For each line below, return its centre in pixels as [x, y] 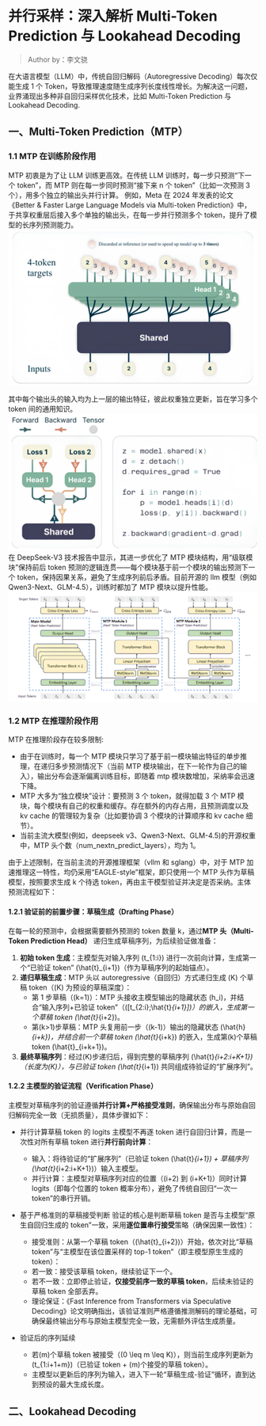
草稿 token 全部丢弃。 [67, 1291]
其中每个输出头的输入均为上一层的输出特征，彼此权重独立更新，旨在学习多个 [133, 399]
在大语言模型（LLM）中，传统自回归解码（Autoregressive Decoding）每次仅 [133, 76]
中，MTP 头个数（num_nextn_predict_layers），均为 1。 [110, 846]
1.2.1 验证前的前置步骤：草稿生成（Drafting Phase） [93, 912]
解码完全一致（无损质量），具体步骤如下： [82, 1115]
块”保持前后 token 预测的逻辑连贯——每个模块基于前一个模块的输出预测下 [128, 568]
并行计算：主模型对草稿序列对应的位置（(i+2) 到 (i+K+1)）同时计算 [139, 1178]
